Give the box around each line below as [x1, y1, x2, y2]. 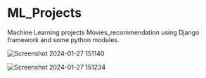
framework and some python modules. [7, 35, 120, 44]
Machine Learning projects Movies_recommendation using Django [7, 28, 200, 37]
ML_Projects [7, 5, 82, 21]
